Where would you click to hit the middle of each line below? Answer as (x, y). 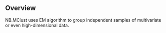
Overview (21, 8)
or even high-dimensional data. (37, 25)
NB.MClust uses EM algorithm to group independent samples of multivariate (83, 20)
